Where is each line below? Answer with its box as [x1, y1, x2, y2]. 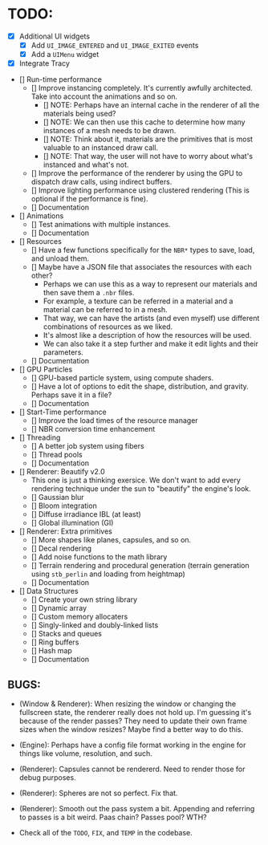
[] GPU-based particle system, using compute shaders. [30, 373, 214, 383]
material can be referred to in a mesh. [43, 305, 168, 315]
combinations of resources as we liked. [43, 322, 173, 331]
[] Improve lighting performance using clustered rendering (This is [30, 185, 250, 195]
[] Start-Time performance [18, 407, 107, 417]
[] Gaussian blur [30, 493, 85, 502]
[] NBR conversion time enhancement [30, 425, 156, 434]
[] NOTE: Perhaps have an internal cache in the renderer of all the [43, 100, 260, 110]
